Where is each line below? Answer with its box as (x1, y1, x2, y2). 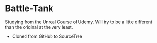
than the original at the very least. (5, 24, 73, 29)
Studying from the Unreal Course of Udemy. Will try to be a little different (5, 19, 153, 25)
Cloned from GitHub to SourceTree (12, 33, 82, 39)
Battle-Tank (5, 3, 53, 14)
